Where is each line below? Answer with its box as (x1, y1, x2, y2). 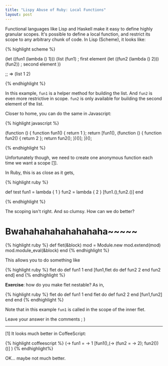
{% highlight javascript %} (5, 120, 59, 126)
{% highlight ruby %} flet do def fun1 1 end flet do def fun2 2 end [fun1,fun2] (5, 291, 162, 297)
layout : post (5, 12, 32, 17)
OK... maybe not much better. (5, 355, 66, 361)
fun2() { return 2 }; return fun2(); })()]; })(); (5, 135, 92, 141)
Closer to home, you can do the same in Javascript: (5, 110, 111, 116)
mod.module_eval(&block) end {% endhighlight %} (5, 247, 109, 253)
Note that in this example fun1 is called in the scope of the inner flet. (5, 306, 146, 312)
